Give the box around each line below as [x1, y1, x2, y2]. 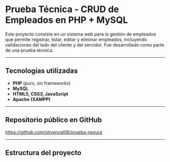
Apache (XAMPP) [12, 96, 51, 102]
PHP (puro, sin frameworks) [12, 80, 71, 86]
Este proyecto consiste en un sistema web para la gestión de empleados [5, 31, 156, 37]
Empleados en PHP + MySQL [5, 14, 128, 26]
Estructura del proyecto [5, 148, 82, 157]
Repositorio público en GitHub [5, 115, 102, 125]
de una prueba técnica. [5, 47, 54, 53]
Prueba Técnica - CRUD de [5, 4, 119, 15]
